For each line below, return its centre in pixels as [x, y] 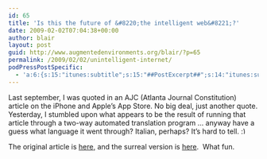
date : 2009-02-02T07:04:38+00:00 [64, 30]
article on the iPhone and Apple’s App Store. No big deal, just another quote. [133, 106]
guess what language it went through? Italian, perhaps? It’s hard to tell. [124, 131]
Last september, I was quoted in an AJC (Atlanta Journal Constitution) [122, 97]
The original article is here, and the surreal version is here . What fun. [122, 146]
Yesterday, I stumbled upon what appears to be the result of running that [127, 114]
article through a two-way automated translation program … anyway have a [132, 122]
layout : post [30, 45]
